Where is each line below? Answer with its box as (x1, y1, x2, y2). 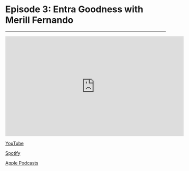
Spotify (5, 150, 20, 156)
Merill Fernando (5, 14, 74, 26)
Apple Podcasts (5, 160, 39, 166)
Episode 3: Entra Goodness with (5, 4, 144, 15)
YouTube (5, 140, 24, 146)
